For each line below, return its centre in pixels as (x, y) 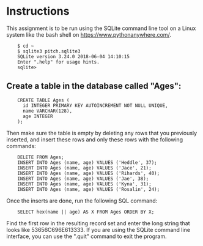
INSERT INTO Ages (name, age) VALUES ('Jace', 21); (84, 168)
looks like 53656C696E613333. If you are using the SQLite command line (98, 229)
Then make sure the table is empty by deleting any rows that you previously (102, 133)
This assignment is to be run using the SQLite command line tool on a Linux (101, 28)
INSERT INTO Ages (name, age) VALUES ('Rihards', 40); (89, 173)
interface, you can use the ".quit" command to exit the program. (87, 236)
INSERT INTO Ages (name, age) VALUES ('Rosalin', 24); (89, 189)
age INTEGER (38, 116)
